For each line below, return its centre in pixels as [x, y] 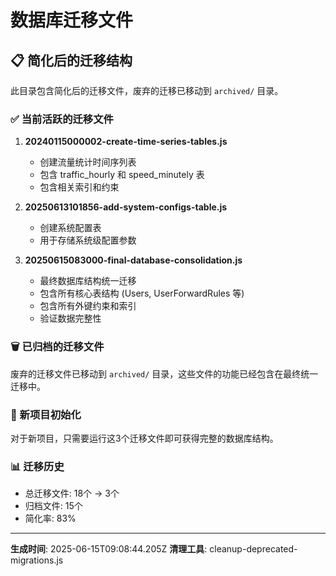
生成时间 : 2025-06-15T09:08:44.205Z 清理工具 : [109, 549]
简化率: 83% [50, 518]
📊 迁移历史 [37, 466]
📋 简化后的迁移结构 [71, 60]
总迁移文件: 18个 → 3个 [72, 493]
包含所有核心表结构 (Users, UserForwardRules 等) [142, 293]
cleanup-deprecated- [253, 549]
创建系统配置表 [70, 228]
